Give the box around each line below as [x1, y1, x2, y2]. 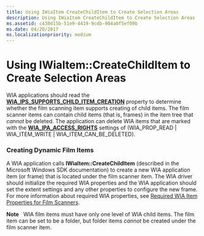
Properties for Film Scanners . [6, 199, 81, 206]
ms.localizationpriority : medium [6, 32, 92, 38]
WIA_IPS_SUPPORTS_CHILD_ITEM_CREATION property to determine [6, 98, 182, 105]
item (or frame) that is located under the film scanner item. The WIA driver [6, 173, 193, 180]
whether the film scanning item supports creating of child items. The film [6, 105, 189, 112]
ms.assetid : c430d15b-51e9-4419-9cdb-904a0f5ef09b [6, 20, 138, 26]
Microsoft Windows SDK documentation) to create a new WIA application [6, 166, 191, 173]
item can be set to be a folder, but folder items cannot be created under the [6, 217, 197, 224]
